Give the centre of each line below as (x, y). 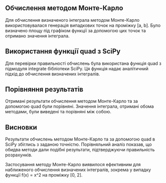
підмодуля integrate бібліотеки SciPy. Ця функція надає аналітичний (77, 68)
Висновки (21, 127)
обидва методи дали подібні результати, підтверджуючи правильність (80, 150)
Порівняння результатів (44, 89)
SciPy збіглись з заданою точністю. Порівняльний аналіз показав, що (79, 144)
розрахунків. (19, 155)
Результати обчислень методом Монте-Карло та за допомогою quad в (80, 139)
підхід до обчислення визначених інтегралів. (53, 74)
